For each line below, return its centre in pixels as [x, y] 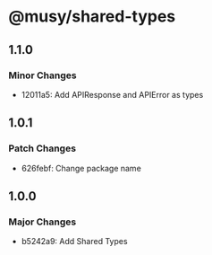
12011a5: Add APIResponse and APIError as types [112, 94]
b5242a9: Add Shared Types [74, 242]
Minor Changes [42, 75]
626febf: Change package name [81, 168]
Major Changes [42, 222]
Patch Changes [42, 148]
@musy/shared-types [92, 17]
